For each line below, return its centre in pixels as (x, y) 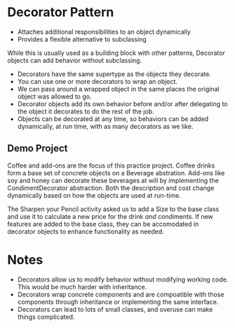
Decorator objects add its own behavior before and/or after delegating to (122, 103)
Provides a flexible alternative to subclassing (82, 39)
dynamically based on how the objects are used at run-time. (94, 195)
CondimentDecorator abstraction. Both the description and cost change (111, 188)
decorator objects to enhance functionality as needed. (86, 231)
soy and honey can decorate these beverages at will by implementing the (113, 180)
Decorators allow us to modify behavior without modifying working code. (123, 279)
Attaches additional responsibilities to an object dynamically (104, 32)
